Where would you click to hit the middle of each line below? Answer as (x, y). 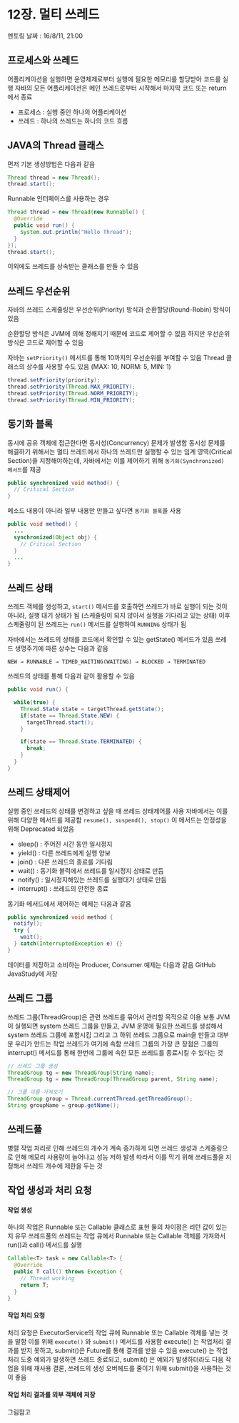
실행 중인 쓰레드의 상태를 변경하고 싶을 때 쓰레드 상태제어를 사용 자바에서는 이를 (118, 811)
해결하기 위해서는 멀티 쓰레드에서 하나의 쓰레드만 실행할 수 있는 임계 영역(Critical (120, 452)
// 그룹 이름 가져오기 (35, 1092)
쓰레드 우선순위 (39, 291)
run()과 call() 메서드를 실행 (45, 1245)
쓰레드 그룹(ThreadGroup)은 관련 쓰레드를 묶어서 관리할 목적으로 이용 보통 (111, 1016)
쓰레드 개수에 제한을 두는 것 (64, 1166)
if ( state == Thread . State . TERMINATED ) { (81, 742)
